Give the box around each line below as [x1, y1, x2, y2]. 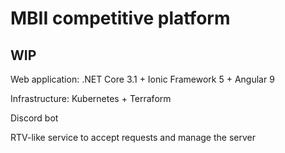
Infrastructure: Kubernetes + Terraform [10, 93, 172, 104]
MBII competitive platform [10, 7, 231, 30]
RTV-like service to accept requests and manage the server [10, 132, 256, 143]
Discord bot [10, 112, 59, 124]
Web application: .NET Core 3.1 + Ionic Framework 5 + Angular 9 [10, 73, 275, 85]
